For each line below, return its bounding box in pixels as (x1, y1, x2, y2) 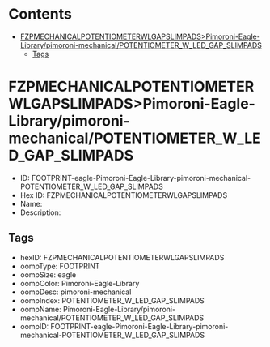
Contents (8, 5, 73, 24)
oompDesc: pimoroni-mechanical (19, 287, 132, 297)
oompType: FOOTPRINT (19, 261, 100, 271)
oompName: (19, 304, 62, 314)
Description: (19, 208, 61, 217)
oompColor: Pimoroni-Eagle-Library (19, 278, 140, 288)
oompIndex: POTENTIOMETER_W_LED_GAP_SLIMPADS (19, 295, 205, 305)
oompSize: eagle (19, 269, 77, 280)
